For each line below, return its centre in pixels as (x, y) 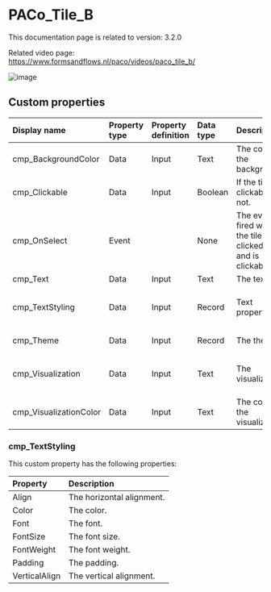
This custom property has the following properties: (93, 464)
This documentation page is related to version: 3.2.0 (95, 37)
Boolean (213, 192)
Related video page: (42, 52)
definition (170, 135)
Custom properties (57, 102)
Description (91, 484)
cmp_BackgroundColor (56, 159)
